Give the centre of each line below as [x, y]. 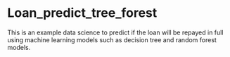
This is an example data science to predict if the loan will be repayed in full [115, 32]
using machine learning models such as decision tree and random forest [112, 39]
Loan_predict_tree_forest [82, 13]
